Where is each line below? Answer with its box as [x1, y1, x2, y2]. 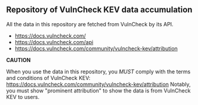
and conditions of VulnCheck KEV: [6, 74, 91, 81]
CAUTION [6, 56, 31, 63]
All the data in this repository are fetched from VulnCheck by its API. [6, 20, 174, 27]
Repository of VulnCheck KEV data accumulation [6, 5, 193, 15]
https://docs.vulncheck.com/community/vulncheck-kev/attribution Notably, [6, 81, 191, 88]
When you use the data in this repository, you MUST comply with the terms [6, 68, 191, 75]
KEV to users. [6, 93, 40, 100]
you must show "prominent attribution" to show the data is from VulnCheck [6, 87, 191, 94]
